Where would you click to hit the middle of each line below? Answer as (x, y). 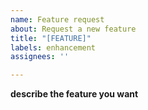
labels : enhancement (53, 47)
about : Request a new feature (73, 29)
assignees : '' (40, 57)
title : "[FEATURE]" (51, 38)
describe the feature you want (74, 94)
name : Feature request (57, 19)
